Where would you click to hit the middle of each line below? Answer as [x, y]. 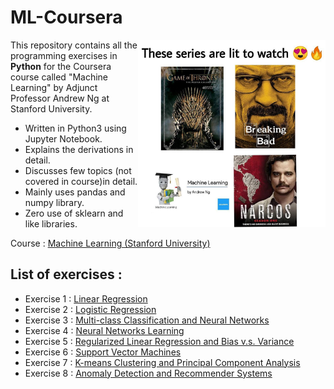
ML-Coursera [66, 17]
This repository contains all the [74, 45]
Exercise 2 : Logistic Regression [90, 309]
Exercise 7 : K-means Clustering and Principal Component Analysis [162, 362]
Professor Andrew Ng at [60, 98]
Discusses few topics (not [78, 170]
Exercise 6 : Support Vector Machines [103, 352]
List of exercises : [66, 274]
